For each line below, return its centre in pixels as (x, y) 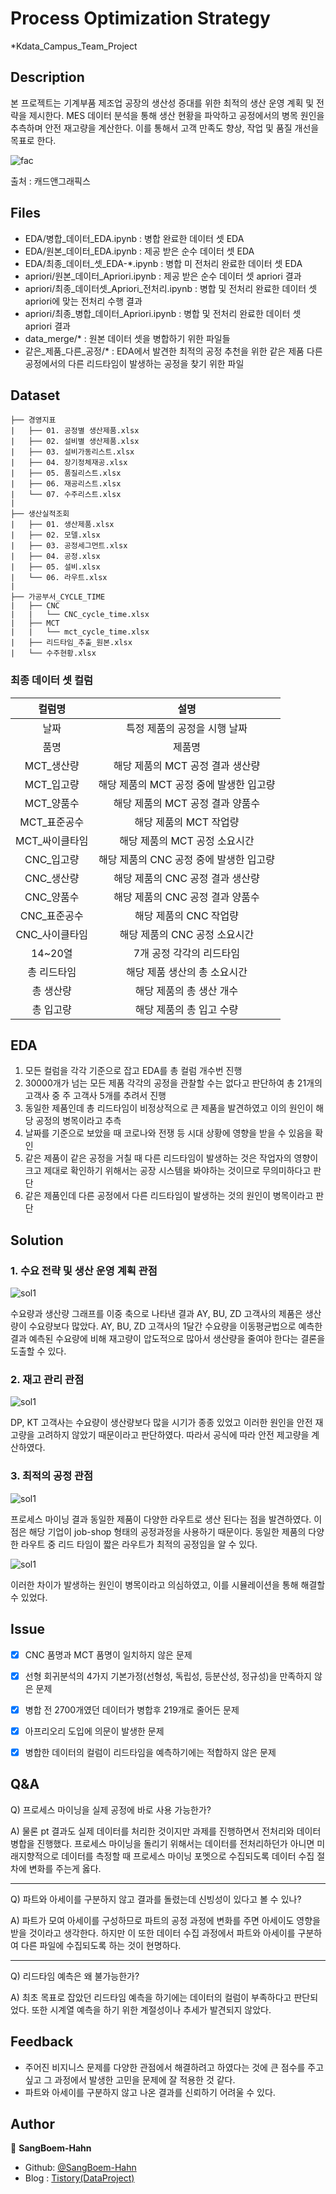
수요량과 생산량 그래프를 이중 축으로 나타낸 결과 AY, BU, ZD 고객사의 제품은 (156, 1314)
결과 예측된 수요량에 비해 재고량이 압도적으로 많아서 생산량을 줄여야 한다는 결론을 (168, 1339)
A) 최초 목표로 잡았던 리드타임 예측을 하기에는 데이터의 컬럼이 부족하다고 (151, 1997)
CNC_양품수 (52, 897)
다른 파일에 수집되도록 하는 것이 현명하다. (101, 1945)
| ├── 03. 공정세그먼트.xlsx (69, 546)
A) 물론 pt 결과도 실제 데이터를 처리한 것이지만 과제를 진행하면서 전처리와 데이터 (166, 1831)
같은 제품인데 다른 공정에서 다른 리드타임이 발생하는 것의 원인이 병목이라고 (169, 1196)
